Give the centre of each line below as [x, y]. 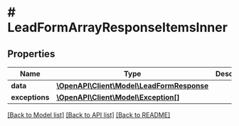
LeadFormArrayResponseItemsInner [117, 27]
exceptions [30, 97]
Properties [31, 54]
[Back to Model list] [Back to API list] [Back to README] [89, 115]
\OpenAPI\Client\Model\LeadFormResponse [133, 86]
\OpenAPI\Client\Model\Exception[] [118, 97]
